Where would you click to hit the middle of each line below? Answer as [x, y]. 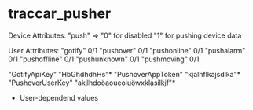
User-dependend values [59, 97]
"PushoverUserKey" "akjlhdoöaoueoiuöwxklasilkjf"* [92, 82]
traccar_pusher [60, 14]
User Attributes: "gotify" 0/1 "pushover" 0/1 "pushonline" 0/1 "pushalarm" [127, 50]
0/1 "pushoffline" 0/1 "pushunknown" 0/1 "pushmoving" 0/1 [104, 59]
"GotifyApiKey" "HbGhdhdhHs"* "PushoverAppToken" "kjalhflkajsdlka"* [125, 74]
